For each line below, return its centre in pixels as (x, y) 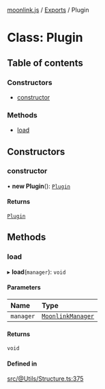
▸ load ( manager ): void (36, 272)
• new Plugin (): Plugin (39, 186)
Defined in (22, 364)
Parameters (24, 287)
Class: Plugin (45, 38)
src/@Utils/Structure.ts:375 (45, 379)
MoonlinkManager (68, 316)
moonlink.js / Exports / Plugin (48, 10)
